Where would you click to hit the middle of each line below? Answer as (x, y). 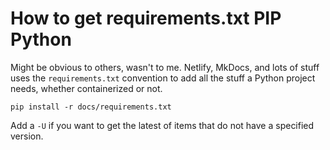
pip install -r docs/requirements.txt (91, 107)
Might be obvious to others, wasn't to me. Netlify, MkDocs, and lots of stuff (165, 67)
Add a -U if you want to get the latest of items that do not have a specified (162, 125)
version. (27, 136)
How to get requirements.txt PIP (146, 18)
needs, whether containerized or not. (86, 88)
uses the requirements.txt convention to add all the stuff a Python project (163, 78)
